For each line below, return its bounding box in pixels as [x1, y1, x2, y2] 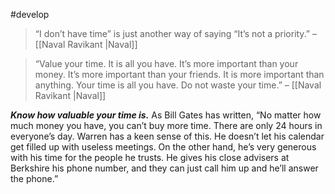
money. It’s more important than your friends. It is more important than [34, 69, 325, 80]
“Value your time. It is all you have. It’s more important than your [34, 58, 299, 69]
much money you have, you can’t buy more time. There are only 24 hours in [10, 120, 323, 131]
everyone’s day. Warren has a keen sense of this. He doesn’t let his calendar [10, 130, 325, 142]
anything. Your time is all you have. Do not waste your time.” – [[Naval [34, 79, 322, 91]
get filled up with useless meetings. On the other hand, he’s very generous [10, 141, 317, 153]
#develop [10, 9, 50, 20]
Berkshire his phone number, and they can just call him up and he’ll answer [10, 162, 319, 174]
